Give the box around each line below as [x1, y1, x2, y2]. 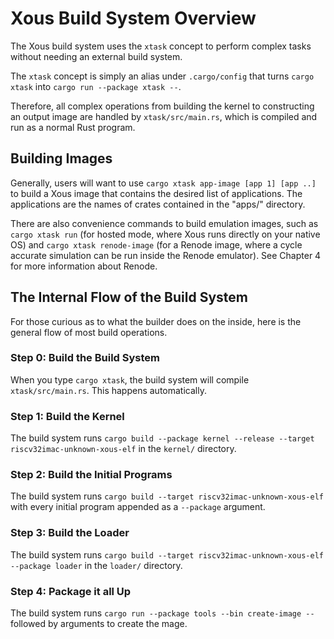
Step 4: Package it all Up [10, 584, 132, 598]
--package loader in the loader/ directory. [10, 559, 183, 571]
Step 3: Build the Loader [10, 526, 130, 540]
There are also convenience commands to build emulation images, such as [10, 217, 319, 229]
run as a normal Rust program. [10, 121, 136, 133]
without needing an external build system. [10, 50, 183, 62]
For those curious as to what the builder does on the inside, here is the [10, 315, 302, 327]
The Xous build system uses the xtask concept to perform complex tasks [10, 40, 312, 52]
